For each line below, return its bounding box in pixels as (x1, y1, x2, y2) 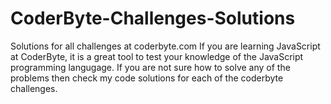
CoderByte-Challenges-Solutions (10, 7, 296, 30)
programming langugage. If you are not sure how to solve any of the (10, 61, 291, 73)
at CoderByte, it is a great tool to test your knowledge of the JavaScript (10, 50, 304, 62)
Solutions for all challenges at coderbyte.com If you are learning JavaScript (10, 40, 321, 52)
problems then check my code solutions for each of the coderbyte (10, 72, 284, 84)
